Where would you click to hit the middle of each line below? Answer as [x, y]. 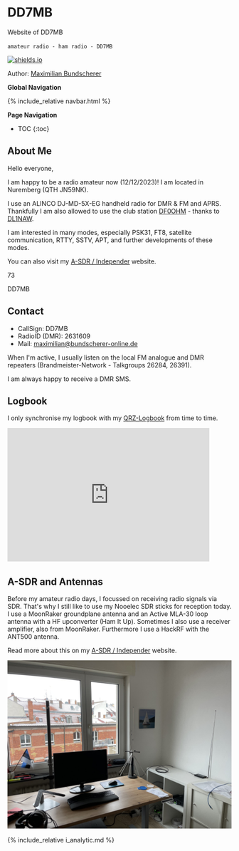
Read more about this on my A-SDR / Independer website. [92, 651]
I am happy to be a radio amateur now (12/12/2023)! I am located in [106, 182]
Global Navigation [34, 87]
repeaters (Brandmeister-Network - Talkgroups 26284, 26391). [100, 365]
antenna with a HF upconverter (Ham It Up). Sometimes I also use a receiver [119, 622]
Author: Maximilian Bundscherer [54, 73]
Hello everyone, [31, 168]
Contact [26, 312]
